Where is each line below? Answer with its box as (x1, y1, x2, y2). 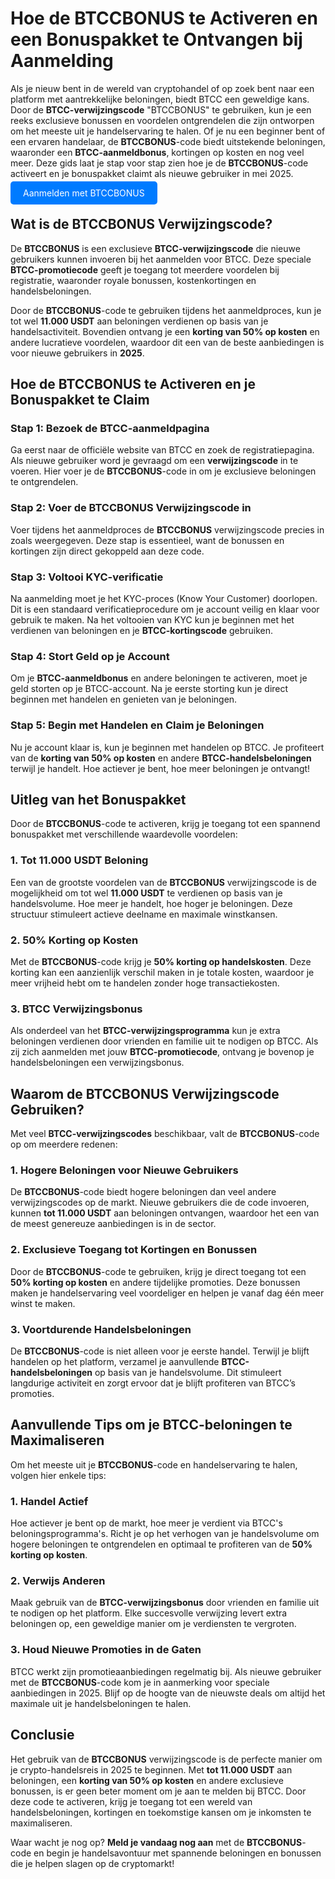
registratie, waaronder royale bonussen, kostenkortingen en (10, 274, 257, 286)
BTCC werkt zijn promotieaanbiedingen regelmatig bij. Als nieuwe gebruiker (10, 1665, 322, 1677)
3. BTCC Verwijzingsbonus (10, 1002, 143, 1016)
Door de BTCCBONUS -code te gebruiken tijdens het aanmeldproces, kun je (10, 304, 322, 316)
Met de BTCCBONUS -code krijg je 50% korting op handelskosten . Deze (10, 956, 312, 968)
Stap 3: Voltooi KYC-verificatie (10, 570, 164, 584)
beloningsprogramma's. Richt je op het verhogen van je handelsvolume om (10, 1528, 320, 1540)
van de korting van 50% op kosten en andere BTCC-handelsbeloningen (10, 752, 312, 764)
